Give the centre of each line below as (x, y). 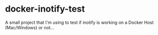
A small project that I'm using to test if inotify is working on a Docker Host (79, 22)
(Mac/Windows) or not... (30, 27)
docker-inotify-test (45, 9)
